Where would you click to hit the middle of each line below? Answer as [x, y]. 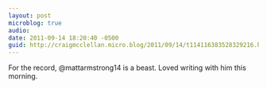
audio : [19, 30]
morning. [23, 76]
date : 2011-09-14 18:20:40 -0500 [64, 38]
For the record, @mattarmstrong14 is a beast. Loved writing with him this [127, 68]
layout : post [30, 15]
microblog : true [35, 23]
